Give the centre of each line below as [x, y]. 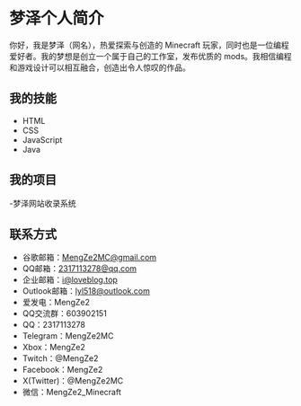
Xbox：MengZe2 [53, 348]
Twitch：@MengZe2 [60, 358]
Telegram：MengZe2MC [68, 336]
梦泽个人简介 [57, 18]
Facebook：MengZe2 [62, 370]
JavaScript [42, 139]
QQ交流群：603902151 [65, 313]
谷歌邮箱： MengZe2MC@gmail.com [89, 258]
